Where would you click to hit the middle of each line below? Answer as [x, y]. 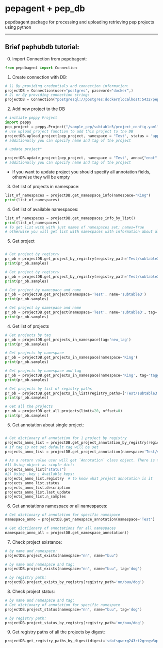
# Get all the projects [29, 407]
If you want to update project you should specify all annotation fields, [81, 172]
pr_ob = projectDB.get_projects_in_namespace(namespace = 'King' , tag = [77, 375]
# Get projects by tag [28, 335]
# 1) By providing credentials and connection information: [67, 86]
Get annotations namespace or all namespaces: [60, 506]
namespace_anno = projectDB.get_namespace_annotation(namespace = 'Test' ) [80, 519]
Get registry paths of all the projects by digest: [58, 632]
